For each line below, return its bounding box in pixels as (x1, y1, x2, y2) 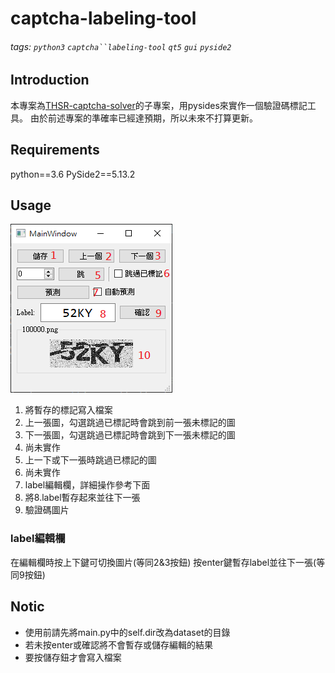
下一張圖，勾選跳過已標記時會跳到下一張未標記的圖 (24, 429, 236, 441)
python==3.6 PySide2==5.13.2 (10, 168, 136, 180)
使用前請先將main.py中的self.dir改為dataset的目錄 (24, 626, 231, 638)
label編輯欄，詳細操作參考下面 (24, 479, 151, 491)
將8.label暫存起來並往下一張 (24, 492, 141, 504)
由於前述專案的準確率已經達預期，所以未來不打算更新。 (29, 112, 258, 124)
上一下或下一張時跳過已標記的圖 (24, 454, 157, 466)
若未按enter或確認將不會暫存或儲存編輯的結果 (24, 638, 214, 651)
